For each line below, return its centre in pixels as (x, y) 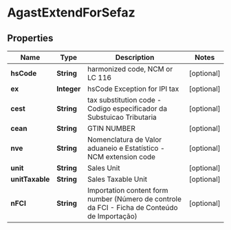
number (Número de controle (134, 199)
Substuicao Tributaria (122, 117)
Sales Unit (103, 168)
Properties (30, 38)
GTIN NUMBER (111, 128)
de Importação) (112, 216)
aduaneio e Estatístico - (126, 148)
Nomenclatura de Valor (124, 139)
